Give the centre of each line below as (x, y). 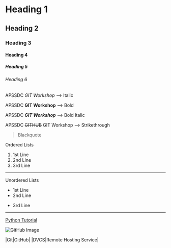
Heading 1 (27, 9)
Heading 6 (16, 80)
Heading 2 (22, 28)
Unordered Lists (22, 180)
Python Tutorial (21, 220)
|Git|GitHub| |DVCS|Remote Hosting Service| (52, 240)
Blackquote (30, 135)
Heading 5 (17, 66)
